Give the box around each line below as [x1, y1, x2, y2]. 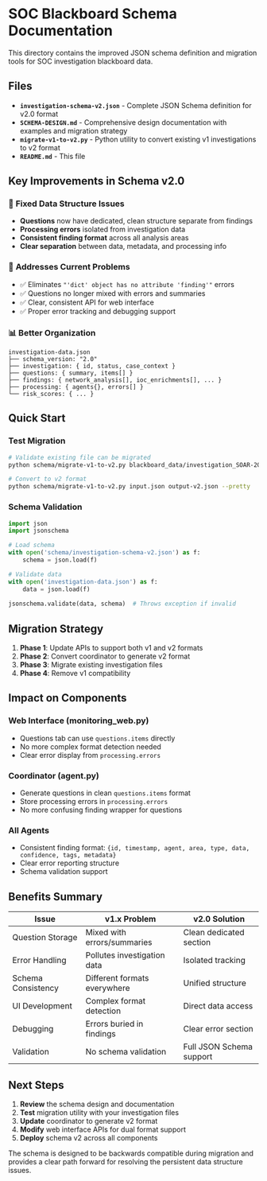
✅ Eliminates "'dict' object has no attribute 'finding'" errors [19, 279, 234, 289]
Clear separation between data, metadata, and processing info [19, 242, 227, 251]
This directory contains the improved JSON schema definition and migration [8, 48, 257, 57]
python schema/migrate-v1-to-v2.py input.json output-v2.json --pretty [8, 483, 250, 491]
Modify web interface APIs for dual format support [19, 1125, 187, 1134]
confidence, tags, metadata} [19, 852, 117, 860]
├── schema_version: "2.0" [8, 355, 98, 363]
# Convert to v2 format [8, 475, 87, 484]
